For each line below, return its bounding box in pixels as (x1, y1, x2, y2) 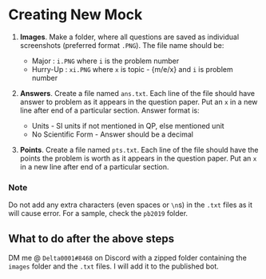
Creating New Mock (8, 6, 143, 24)
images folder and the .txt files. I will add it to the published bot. (8, 261, 220, 271)
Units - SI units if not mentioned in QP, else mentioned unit (31, 121, 225, 130)
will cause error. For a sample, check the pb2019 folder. (8, 209, 189, 218)
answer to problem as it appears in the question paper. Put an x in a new (19, 97, 258, 106)
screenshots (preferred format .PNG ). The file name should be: (19, 40, 224, 50)
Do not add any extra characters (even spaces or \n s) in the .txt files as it (8, 200, 253, 209)
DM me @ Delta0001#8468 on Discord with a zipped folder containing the (8, 253, 248, 263)
